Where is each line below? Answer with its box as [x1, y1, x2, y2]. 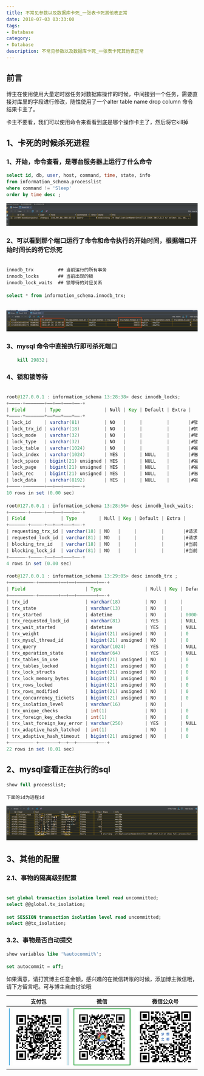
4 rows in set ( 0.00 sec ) [6, 560, 72, 567]
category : [6, 35, 32, 42]
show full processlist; [6, 781, 67, 788]
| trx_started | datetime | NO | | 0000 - [6, 611, 200, 618]
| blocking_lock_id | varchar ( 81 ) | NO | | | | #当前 [6, 547, 198, 554]
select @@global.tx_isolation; [6, 901, 86, 907]
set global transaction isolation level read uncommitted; [6, 894, 159, 901]
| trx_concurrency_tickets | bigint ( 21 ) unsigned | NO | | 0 [6, 695, 189, 701]
